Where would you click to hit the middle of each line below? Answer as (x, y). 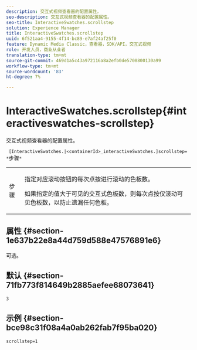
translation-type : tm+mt (36, 55)
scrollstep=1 (22, 341)
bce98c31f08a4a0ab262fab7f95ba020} (82, 328)
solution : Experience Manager (43, 28)
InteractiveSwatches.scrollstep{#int (96, 111)
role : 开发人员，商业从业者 (36, 50)
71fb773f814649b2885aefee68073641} (80, 285)
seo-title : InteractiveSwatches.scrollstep (60, 22)
